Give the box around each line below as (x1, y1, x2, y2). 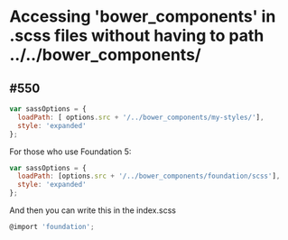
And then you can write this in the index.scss (9, 205, 176, 216)
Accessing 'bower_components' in (9, 6, 276, 27)
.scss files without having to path (9, 25, 265, 46)
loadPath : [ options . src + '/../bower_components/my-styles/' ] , (17, 113, 265, 122)
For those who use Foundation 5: (9, 146, 132, 157)
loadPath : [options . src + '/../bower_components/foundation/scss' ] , (17, 171, 281, 181)
